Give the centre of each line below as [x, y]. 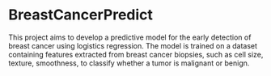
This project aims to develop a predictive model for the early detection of [130, 37]
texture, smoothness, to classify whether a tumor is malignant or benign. [129, 63]
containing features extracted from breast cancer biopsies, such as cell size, [136, 54]
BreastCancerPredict [81, 15]
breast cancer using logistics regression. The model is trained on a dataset [133, 45]
